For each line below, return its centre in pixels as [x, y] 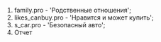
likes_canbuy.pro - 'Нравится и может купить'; [84, 17]
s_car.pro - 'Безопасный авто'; [60, 25]
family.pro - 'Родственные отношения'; [73, 10]
